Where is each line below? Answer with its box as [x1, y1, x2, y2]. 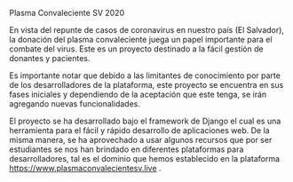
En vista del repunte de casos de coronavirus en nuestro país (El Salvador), [9, 25, 284, 35]
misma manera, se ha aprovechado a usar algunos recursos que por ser [9, 135, 273, 145]
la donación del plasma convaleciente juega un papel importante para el [9, 35, 273, 44]
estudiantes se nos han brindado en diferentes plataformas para [9, 144, 244, 154]
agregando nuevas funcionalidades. [9, 99, 140, 109]
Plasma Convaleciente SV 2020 [9, 8, 125, 18]
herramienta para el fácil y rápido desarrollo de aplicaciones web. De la [9, 125, 270, 136]
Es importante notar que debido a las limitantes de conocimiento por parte [9, 70, 281, 81]
